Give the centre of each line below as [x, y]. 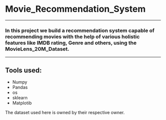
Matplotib [22, 103]
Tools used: [23, 70]
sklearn [20, 98]
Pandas [20, 88]
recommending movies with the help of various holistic [72, 36]
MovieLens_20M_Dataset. [37, 49]
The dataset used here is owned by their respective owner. [65, 113]
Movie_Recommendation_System [75, 9]
